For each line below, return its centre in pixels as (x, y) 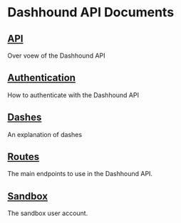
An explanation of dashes (45, 134)
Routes (24, 157)
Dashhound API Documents (91, 12)
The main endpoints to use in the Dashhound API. (80, 174)
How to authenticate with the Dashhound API (73, 95)
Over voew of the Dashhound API (56, 55)
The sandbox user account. (48, 213)
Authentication (42, 78)
